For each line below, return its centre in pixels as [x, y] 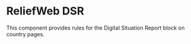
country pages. [25, 34]
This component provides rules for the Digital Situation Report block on [95, 28]
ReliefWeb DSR [45, 11]
